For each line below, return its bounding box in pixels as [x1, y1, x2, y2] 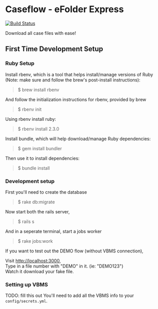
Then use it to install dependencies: [5, 155, 80, 161]
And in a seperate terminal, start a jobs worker [5, 228, 102, 234]
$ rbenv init [17, 106, 42, 112]
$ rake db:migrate [17, 199, 55, 205]
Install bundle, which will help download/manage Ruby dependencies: [5, 136, 151, 142]
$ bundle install [17, 165, 50, 171]
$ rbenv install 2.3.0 [17, 125, 60, 132]
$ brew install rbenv [17, 86, 60, 93]
